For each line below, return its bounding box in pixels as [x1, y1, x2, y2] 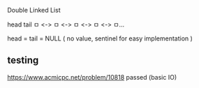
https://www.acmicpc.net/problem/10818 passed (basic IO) [7, 73, 177, 81]
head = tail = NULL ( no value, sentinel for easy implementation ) [7, 34, 193, 43]
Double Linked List [7, 6, 61, 14]
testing [7, 54, 39, 66]
